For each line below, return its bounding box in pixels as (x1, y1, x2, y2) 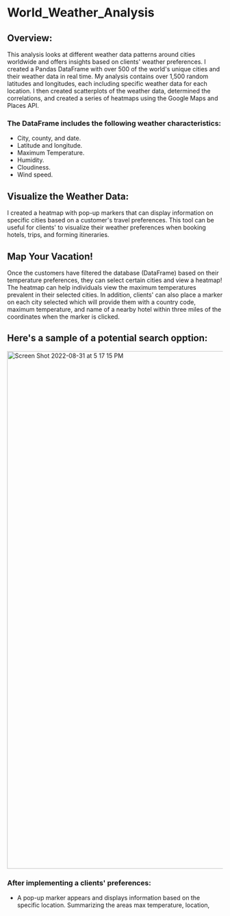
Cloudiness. (16, 163, 51, 172)
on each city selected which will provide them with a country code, (7, 297, 196, 306)
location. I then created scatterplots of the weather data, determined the (7, 87, 211, 95)
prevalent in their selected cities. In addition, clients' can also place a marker (7, 290, 223, 299)
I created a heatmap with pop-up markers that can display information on (7, 209, 214, 217)
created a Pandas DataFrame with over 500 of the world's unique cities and (7, 65, 220, 73)
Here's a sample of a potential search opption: (7, 332, 208, 344)
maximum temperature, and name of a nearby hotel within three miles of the (7, 305, 222, 313)
